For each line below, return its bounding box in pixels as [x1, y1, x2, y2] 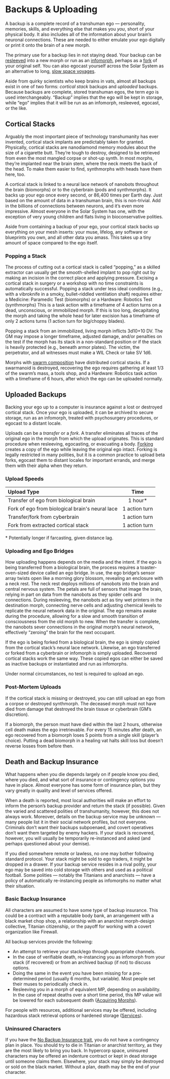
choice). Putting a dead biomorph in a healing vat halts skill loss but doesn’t [5, 737, 163, 743]
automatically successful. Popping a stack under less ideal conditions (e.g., [5, 286, 163, 292]
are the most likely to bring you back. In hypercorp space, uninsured [5, 1047, 148, 1054]
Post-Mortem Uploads [5, 683, 61, 690]
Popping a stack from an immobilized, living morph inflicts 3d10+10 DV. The [5, 328, 163, 334]
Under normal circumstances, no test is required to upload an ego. [5, 671, 145, 677]
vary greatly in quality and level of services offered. [5, 787, 113, 793]
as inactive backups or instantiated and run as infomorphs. [5, 661, 128, 667]
